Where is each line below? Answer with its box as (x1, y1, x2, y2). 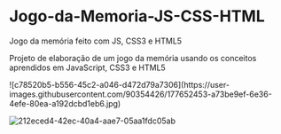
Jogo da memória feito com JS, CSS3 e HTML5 (9, 35, 183, 46)
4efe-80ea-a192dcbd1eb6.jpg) (9, 98, 121, 108)
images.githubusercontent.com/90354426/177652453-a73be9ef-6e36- (9, 89, 272, 99)
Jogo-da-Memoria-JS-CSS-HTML (9, 6, 265, 27)
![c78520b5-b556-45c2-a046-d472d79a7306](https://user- (9, 79, 230, 90)
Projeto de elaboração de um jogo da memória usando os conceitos (9, 52, 257, 63)
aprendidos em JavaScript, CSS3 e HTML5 (9, 62, 166, 73)
